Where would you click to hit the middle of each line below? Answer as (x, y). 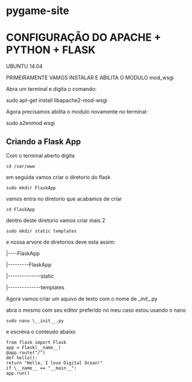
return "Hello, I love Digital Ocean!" (55, 363)
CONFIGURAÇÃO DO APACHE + (84, 38)
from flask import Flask (36, 342)
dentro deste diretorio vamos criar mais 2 (56, 220)
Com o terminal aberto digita (40, 155)
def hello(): (22, 358)
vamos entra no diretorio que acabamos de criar (64, 199)
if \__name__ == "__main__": (41, 368)
